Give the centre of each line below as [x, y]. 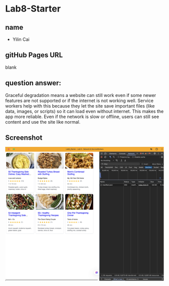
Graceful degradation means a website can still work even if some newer [81, 95]
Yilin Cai [21, 39]
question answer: [33, 83]
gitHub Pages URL [34, 55]
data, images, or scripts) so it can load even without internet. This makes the [84, 111]
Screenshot [24, 138]
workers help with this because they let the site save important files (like [80, 106]
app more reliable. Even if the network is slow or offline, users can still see [82, 117]
